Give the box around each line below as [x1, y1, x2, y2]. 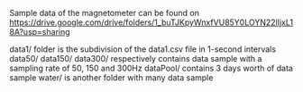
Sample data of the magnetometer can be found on [9, 8, 200, 18]
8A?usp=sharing [9, 27, 70, 37]
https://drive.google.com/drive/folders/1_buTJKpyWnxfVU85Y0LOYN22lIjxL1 [9, 17, 294, 28]
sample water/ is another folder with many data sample [9, 72, 214, 83]
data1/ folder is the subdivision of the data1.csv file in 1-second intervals [9, 44, 277, 54]
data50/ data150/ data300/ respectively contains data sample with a [9, 54, 262, 63]
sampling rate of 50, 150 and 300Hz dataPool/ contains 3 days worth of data [9, 63, 293, 73]
